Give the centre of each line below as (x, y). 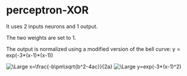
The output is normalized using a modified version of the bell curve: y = (93, 49)
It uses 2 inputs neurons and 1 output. (52, 26)
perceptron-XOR (47, 10)
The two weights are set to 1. (41, 37)
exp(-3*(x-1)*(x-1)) (30, 55)
